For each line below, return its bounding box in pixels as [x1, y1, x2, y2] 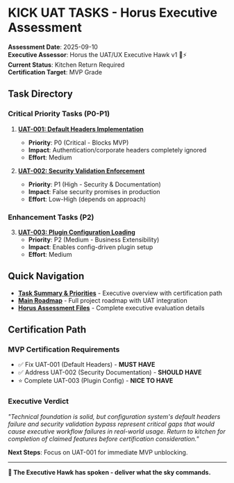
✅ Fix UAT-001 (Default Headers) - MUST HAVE [17, 361, 156, 369]
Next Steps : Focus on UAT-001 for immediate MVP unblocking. [8, 448, 188, 457]
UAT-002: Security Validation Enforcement [17, 166, 145, 175]
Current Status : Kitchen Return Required [8, 61, 125, 69]
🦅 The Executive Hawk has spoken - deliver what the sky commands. [8, 468, 211, 476]
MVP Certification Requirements [8, 345, 120, 354]
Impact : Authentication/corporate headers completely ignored [28, 145, 207, 154]
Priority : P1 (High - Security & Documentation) [28, 180, 162, 189]
